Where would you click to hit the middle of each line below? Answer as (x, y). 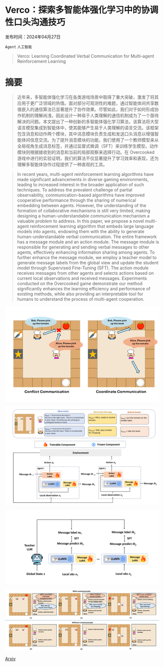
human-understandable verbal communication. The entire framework (87, 237)
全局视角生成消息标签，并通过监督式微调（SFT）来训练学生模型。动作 (88, 146)
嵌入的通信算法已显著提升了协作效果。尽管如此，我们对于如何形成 (88, 109)
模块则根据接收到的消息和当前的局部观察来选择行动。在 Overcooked (86, 152)
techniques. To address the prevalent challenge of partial (75, 190)
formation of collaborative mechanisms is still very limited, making (84, 211)
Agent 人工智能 (19, 47)
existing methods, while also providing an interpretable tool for (80, 294)
